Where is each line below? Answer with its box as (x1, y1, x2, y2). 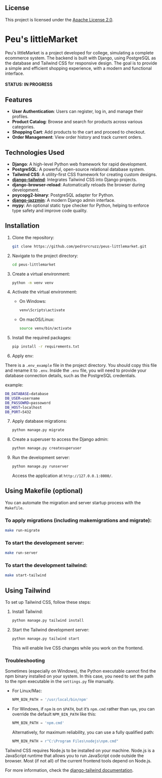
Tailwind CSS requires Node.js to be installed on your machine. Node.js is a (5, 747, 155, 753)
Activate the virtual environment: (12, 289, 77, 295)
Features (5, 96, 32, 104)
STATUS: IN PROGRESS (5, 82, 53, 87)
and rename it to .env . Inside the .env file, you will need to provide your (5, 367, 147, 373)
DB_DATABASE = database (5, 392, 49, 397)
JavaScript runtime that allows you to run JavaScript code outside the (5, 752, 144, 759)
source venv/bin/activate (19, 326, 72, 331)
